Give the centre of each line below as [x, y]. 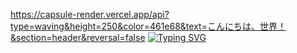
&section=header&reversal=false [78, 37]
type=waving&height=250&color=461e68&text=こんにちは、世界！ [148, 26]
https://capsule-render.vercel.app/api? [90, 14]
